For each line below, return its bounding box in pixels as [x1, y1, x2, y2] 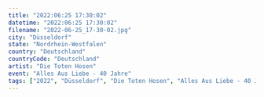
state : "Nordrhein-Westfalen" [8, 41, 108, 48]
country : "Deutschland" [8, 48, 86, 56]
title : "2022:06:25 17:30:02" [8, 11, 108, 20]
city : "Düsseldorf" [8, 33, 72, 41]
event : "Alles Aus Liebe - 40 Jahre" [8, 70, 132, 77]
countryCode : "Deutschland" [8, 56, 101, 63]
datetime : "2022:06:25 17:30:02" [8, 19, 118, 27]
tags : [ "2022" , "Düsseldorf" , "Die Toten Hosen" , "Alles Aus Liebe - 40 [8, 77, 251, 84]
